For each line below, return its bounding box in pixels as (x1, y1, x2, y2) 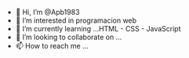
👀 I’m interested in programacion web (15, 16, 137, 25)
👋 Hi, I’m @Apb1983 (15, 8, 80, 16)
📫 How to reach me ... (15, 42, 89, 50)
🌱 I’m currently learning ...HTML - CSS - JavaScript (15, 24, 181, 33)
